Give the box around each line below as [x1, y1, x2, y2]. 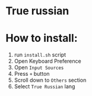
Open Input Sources [14, 64, 64, 71]
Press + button [14, 70, 50, 78]
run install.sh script [14, 51, 66, 58]
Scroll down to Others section [14, 76, 87, 84]
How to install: [5, 32, 78, 45]
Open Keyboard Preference [14, 58, 81, 65]
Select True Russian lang [14, 83, 75, 90]
